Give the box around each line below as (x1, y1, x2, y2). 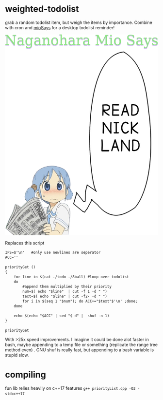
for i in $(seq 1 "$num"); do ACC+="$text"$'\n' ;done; (22, 299, 138, 304)
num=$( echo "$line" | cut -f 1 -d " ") (22, 289, 108, 294)
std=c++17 (5, 391, 25, 396)
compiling (5, 369, 46, 381)
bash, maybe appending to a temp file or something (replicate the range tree (5, 342, 158, 347)
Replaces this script (5, 240, 45, 246)
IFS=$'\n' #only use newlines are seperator (5, 250, 101, 255)
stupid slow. (5, 352, 29, 358)
